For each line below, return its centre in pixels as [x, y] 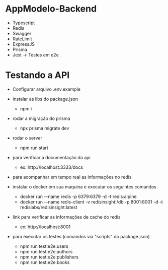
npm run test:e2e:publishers [49, 257]
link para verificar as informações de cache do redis [66, 217]
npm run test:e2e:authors [46, 251]
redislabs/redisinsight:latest [49, 207]
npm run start [34, 148]
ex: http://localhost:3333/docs [52, 167]
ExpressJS [24, 44]
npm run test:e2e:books [45, 262]
